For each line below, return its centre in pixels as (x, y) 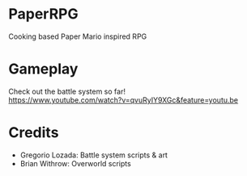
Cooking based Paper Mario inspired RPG (78, 36)
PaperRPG (43, 14)
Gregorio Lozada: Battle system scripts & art (94, 155)
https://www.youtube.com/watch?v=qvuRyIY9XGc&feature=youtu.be (123, 100)
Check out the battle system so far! (67, 91)
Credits (34, 133)
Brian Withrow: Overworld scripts (75, 163)
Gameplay (43, 69)
